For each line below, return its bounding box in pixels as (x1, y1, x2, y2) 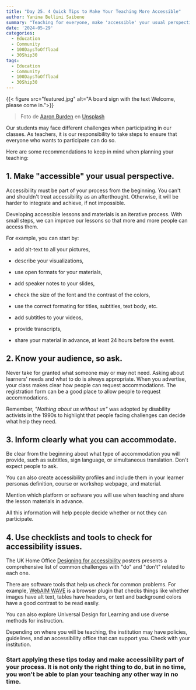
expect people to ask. (6, 463, 58, 470)
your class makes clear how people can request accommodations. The (6, 381, 176, 388)
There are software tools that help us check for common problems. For (6, 581, 176, 588)
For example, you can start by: (6, 234, 79, 241)
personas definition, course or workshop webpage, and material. (6, 480, 162, 487)
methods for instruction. (6, 617, 64, 624)
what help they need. (6, 418, 57, 425)
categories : (6, 30, 35, 36)
